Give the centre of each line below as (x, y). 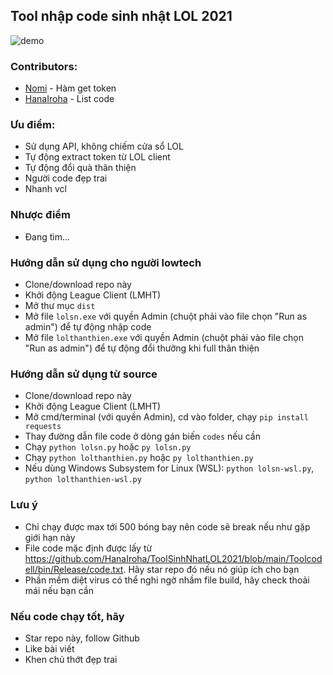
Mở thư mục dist (60, 305)
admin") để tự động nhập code (88, 327)
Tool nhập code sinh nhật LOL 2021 (121, 16)
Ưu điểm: (33, 125)
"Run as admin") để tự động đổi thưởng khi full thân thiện (142, 348)
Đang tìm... (47, 236)
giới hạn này (50, 537)
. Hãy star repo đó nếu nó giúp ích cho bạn (211, 569)
